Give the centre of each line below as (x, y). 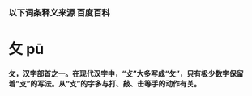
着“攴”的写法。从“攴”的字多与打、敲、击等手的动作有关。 (105, 83)
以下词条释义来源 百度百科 (60, 12)
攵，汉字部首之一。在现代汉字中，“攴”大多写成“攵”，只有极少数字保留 (126, 73)
